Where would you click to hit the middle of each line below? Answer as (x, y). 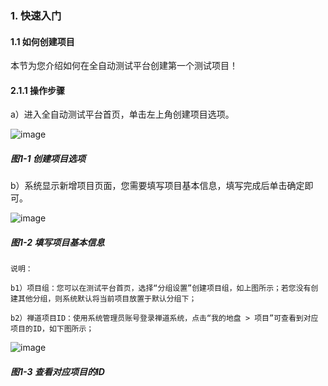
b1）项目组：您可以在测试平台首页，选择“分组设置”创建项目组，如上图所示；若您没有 (161, 288)
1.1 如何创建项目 (42, 41)
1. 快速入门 (36, 15)
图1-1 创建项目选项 (48, 158)
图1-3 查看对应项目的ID (57, 371)
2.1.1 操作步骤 (38, 90)
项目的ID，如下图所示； (52, 329)
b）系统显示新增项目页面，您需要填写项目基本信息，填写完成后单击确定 (157, 186)
